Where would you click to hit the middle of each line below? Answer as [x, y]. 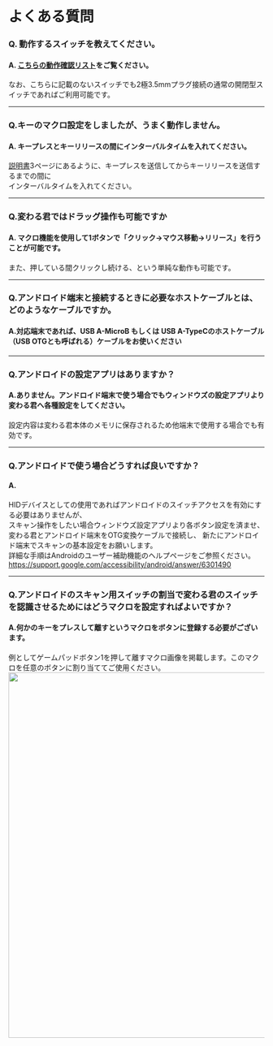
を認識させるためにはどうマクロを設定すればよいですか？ [121, 607]
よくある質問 [52, 17]
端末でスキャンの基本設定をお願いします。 [86, 545]
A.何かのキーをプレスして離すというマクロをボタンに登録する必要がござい [133, 628]
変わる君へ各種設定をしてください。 [69, 405]
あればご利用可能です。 [76, 95]
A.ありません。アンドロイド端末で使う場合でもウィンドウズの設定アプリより [136, 395]
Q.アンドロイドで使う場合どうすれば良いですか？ [104, 465]
